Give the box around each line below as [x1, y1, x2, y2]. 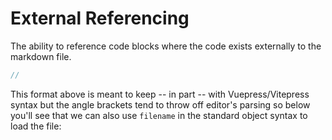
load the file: [10, 120, 62, 132]
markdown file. [10, 50, 72, 62]
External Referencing [10, 7, 190, 30]
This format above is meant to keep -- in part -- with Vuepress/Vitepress [10, 88, 310, 100]
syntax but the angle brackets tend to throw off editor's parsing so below [10, 98, 311, 111]
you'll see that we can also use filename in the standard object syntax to [10, 109, 308, 121]
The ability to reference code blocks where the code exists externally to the [10, 40, 322, 52]
